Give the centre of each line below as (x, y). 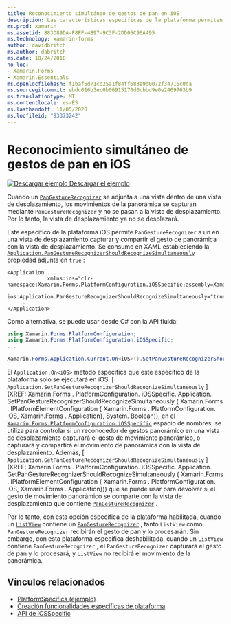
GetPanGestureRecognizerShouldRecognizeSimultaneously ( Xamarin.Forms (115, 474)
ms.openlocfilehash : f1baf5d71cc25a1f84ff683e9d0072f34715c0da (100, 84)
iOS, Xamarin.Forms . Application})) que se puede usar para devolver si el (111, 489)
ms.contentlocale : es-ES (43, 103)
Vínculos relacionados (56, 582)
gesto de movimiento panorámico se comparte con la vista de (95, 496)
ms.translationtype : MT (41, 97)
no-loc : (18, 65)
